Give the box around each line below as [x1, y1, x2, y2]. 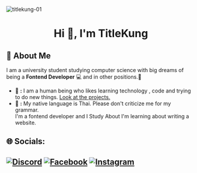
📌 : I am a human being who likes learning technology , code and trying [14, 87, 191, 94]
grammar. [14, 106, 39, 114]
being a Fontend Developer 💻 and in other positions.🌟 [6, 73, 142, 80]
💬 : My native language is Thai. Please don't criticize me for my [14, 100, 171, 107]
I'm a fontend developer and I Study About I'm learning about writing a [14, 113, 189, 120]
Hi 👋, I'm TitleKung [53, 27, 148, 40]
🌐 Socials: [6, 136, 46, 147]
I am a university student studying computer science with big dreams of [6, 67, 184, 73]
